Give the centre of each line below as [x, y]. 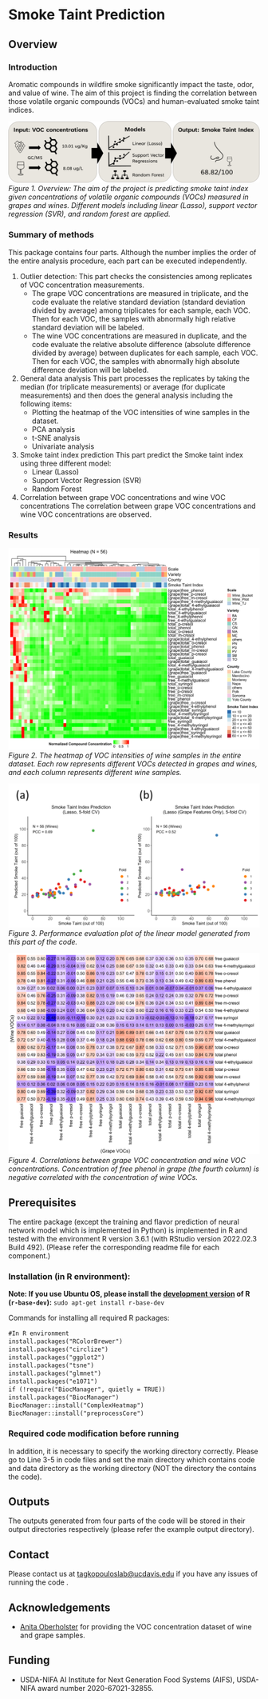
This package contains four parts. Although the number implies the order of [132, 252]
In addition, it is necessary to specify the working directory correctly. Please [133, 1451]
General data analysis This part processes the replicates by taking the [134, 378]
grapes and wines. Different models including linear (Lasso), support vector [133, 206]
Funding [29, 1660]
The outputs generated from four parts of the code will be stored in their [127, 1521]
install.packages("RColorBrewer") [66, 1341]
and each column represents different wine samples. [95, 773]
